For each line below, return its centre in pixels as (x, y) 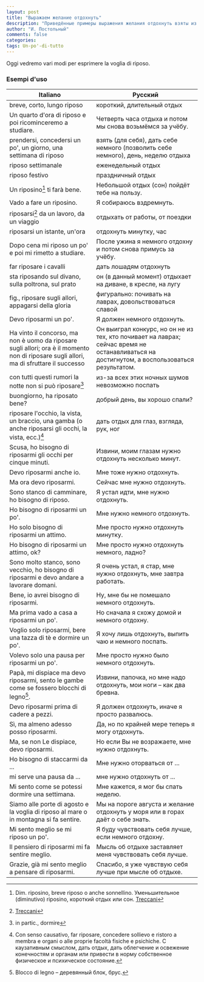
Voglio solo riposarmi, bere (48, 630)
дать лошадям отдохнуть (134, 266)
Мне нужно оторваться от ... (138, 763)
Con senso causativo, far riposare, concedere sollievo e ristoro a (96, 935)
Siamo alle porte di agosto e (49, 804)
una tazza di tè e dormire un (49, 638)
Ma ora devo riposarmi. (42, 482)
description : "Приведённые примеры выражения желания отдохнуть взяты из (102, 23)
